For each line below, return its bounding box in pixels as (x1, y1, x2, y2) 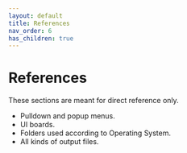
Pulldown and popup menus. (19, 111, 115, 121)
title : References (8, 19, 70, 27)
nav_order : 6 (8, 27, 52, 35)
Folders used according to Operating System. (19, 128, 172, 138)
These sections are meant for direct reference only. (8, 96, 179, 105)
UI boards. (19, 120, 55, 130)
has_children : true (8, 34, 74, 43)
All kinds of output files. (19, 137, 99, 147)
